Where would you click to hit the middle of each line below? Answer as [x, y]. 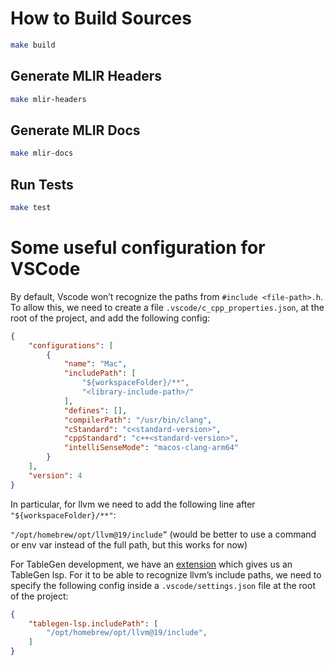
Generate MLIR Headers [86, 76]
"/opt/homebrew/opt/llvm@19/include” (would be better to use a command [163, 534]
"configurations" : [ [71, 345]
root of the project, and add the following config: [110, 318]
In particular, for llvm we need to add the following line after [133, 504]
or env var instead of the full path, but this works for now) [129, 544]
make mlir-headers [48, 99]
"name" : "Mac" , [95, 364]
